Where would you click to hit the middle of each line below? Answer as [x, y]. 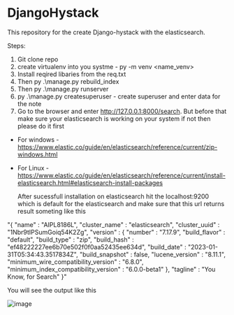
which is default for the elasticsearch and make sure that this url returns [121, 203]
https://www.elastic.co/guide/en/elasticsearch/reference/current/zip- [117, 147]
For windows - [38, 139]
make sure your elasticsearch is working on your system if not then [114, 118]
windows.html [37, 154]
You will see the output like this [52, 290]
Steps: [16, 45]
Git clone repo [38, 59]
